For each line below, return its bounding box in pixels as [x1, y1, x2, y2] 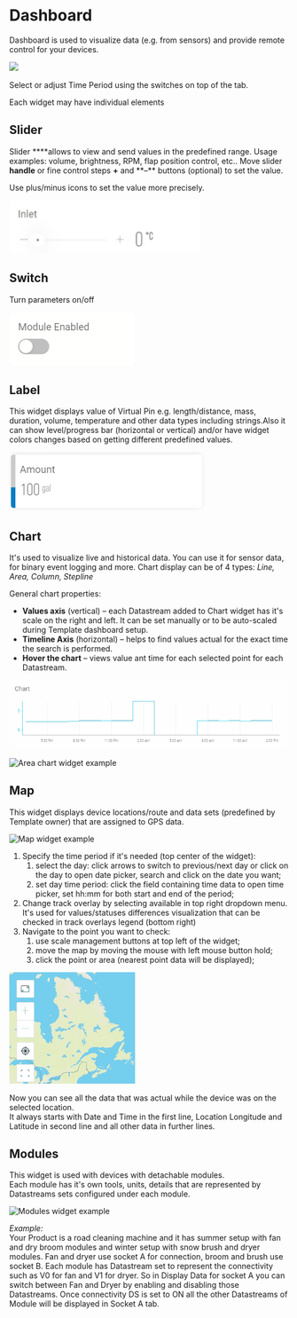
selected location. [9, 1101, 74, 1112]
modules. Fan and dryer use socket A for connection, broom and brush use [9, 1251, 284, 1262]
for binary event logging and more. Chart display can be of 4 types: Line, [9, 562, 275, 572]
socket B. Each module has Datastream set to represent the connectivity [9, 1261, 273, 1272]
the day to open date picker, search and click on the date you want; [35, 869, 282, 880]
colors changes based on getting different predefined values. [9, 434, 233, 445]
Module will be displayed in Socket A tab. [9, 1298, 160, 1309]
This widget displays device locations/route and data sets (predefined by [9, 807, 276, 817]
